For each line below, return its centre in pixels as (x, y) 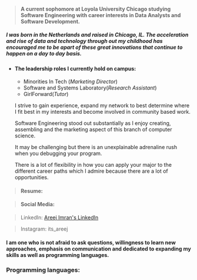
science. (25, 136)
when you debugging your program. (58, 153)
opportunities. (31, 177)
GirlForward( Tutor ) (46, 94)
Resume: (31, 191)
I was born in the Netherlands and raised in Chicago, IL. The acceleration (97, 35)
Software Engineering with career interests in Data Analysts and (101, 15)
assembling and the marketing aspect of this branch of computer (93, 130)
